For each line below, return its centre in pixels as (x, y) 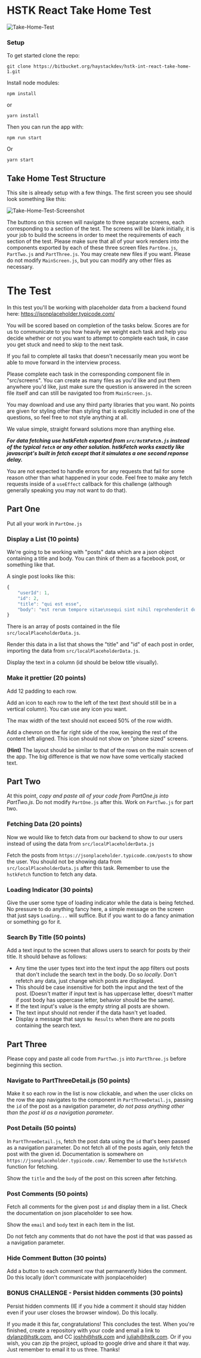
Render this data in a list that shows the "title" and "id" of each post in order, (101, 644)
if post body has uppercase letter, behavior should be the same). (95, 1000)
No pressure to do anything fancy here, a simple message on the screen (95, 909)
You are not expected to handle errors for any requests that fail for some (96, 471)
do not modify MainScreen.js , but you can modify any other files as (89, 260)
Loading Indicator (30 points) (50, 890)
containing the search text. (48, 1025)
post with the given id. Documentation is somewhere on (75, 1154)
